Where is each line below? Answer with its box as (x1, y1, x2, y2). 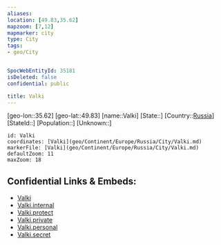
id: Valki (7, 132, 36, 139)
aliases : (7, 10, 32, 17)
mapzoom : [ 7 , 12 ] (7, 23, 54, 30)
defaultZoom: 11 (7, 150, 54, 158)
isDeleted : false (7, 73, 57, 80)
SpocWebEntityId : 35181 (7, 67, 76, 74)
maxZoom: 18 (7, 156, 41, 163)
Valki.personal (17, 223, 58, 232)
